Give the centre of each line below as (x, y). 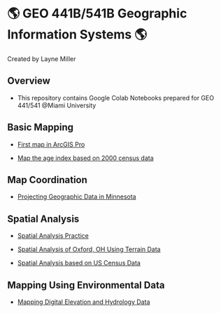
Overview (29, 81)
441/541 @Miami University (57, 105)
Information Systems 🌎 (77, 35)
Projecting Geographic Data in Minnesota (77, 197)
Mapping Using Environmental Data (86, 285)
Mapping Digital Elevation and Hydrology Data (84, 302)
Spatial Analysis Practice (53, 236)
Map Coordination (47, 180)
